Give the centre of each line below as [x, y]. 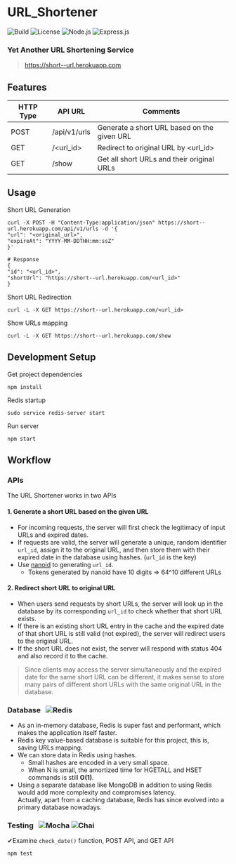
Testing [20, 825]
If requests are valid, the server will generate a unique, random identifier [122, 542]
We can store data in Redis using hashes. [77, 755]
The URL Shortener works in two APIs [62, 496]
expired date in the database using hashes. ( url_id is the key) [107, 557]
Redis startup [27, 400]
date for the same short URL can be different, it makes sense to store [124, 677]
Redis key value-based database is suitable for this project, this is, [113, 740]
